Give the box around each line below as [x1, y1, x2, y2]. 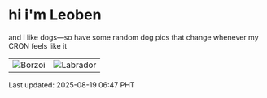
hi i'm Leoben [8, 6, 102, 24]
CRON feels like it [8, 40, 68, 50]
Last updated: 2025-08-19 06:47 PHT [8, 79, 135, 90]
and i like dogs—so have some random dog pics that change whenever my [8, 32, 259, 42]
